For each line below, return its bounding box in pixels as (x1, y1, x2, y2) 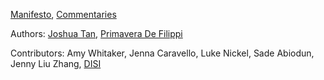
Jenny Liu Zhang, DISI (10, 58, 102, 69)
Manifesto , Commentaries (10, 9, 117, 20)
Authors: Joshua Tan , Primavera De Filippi (10, 28, 183, 39)
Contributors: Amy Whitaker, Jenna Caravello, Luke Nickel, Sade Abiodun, (10, 47, 315, 59)
